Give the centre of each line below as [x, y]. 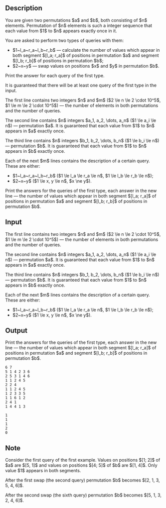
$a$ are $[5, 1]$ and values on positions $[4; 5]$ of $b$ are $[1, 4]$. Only [82, 465]
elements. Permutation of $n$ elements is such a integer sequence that [79, 25]
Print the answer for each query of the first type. [55, 75]
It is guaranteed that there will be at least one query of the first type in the [81, 85]
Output [16, 331]
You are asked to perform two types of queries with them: [65, 40]
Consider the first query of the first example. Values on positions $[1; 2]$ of [83, 460]
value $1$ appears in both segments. [43, 471]
